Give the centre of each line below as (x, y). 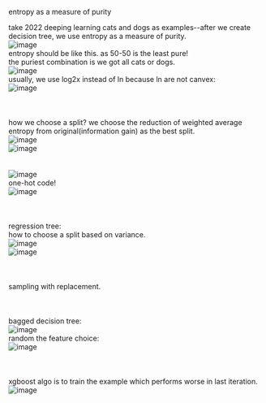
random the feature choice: (54, 338)
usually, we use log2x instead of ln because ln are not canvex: (112, 79)
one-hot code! (32, 183)
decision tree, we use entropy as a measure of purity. (97, 36)
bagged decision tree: (45, 321)
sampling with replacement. (55, 286)
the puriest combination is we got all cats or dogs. (92, 62)
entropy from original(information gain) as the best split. (102, 131)
